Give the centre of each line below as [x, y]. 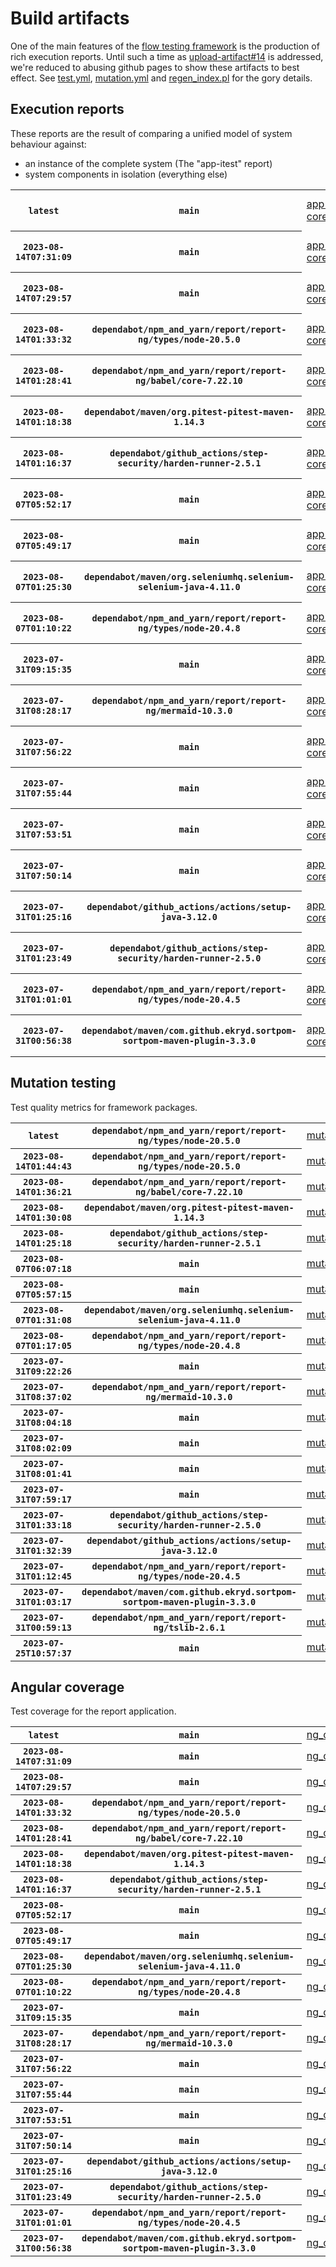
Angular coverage [67, 1687]
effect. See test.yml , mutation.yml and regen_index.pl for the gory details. [161, 78]
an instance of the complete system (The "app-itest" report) [148, 163]
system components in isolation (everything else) [126, 174]
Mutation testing [63, 1083]
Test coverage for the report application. [93, 1711]
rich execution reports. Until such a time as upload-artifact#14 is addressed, [167, 56]
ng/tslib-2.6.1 [189, 1627]
